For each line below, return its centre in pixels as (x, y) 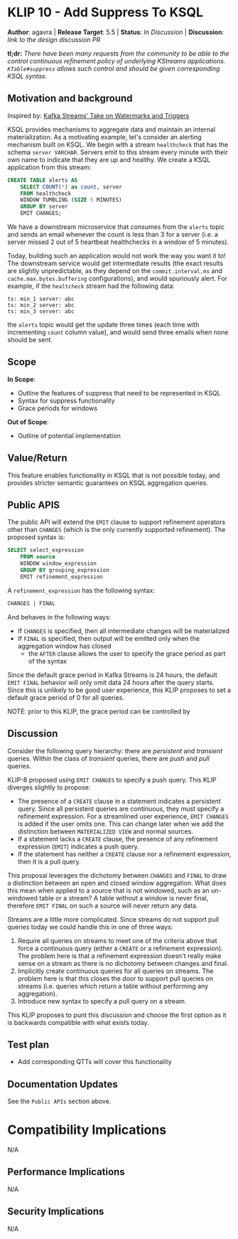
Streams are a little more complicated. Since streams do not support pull (113, 919)
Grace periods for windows (58, 408)
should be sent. (30, 340)
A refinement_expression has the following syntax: (81, 590)
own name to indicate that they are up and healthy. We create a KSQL (109, 159)
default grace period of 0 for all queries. (66, 697)
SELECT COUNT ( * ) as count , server (71, 187)
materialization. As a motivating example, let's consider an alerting (104, 137)
